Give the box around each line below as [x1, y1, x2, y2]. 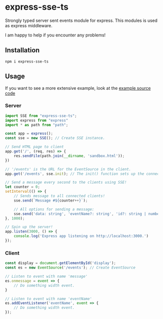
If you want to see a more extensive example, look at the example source [5, 85, 151, 91]
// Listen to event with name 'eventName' [5, 296, 92, 301]
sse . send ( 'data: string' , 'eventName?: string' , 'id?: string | [14, 211, 147, 216]
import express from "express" [5, 118, 68, 123]
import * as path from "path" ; [5, 122, 68, 127]
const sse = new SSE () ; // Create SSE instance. [5, 135, 105, 141]
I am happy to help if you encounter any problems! [5, 32, 106, 38]
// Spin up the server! [5, 225, 53, 230]
